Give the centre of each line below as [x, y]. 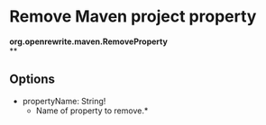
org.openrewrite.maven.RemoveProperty [89, 41]
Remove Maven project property [133, 17]
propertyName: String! [64, 101]
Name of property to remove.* [92, 111]
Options [32, 80]
